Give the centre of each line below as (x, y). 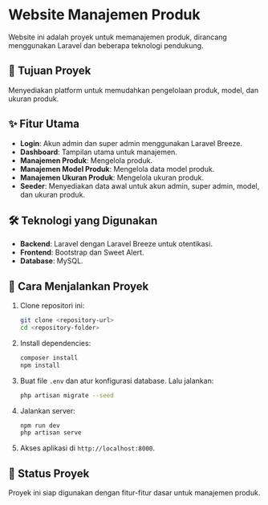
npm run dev (40, 426)
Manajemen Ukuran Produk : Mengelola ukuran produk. (112, 177)
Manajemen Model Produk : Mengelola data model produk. (117, 169)
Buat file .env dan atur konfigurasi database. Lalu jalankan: (117, 381)
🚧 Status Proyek (49, 473)
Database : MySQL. (51, 261)
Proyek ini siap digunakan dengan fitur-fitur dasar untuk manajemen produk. (134, 493)
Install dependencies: (55, 343)
